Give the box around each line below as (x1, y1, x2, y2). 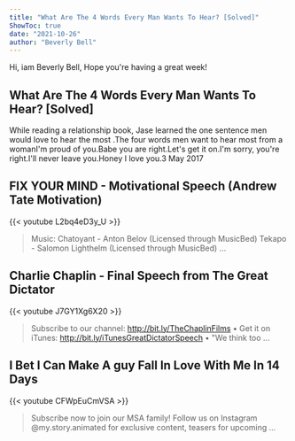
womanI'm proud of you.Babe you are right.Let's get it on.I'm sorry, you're (9, 143, 280, 155)
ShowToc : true (9, 21, 62, 30)
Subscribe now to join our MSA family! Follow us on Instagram (30, 413, 258, 423)
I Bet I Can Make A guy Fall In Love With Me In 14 (9, 358, 281, 373)
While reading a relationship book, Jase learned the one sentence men (9, 125, 268, 135)
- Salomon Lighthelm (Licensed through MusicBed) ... (30, 243, 227, 253)
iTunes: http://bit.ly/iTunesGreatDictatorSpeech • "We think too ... (30, 332, 270, 343)
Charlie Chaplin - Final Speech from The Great (9, 268, 268, 283)
